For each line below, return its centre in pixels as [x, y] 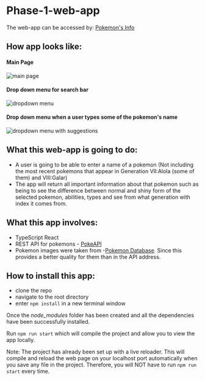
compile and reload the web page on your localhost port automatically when [102, 358]
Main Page [20, 62]
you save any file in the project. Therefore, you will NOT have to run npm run [102, 365]
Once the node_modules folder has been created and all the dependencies [100, 315]
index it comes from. [41, 203]
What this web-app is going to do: [72, 150]
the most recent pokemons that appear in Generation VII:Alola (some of [105, 171]
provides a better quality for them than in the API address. [88, 257]
